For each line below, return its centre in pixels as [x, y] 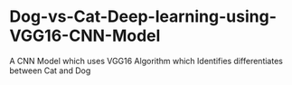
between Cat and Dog [50, 71]
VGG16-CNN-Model [85, 36]
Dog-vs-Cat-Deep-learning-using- [143, 17]
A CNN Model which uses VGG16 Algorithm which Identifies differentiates [146, 61]
